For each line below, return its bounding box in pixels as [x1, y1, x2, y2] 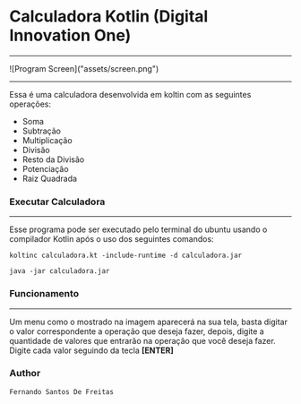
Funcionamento [9, 288, 79, 300]
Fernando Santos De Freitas [9, 387, 115, 396]
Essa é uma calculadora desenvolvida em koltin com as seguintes [9, 89, 252, 99]
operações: [9, 99, 52, 109]
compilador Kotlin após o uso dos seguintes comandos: [9, 234, 214, 245]
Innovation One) [9, 25, 132, 46]
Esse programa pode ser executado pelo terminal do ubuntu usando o [9, 224, 268, 235]
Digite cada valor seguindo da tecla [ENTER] [9, 345, 174, 356]
